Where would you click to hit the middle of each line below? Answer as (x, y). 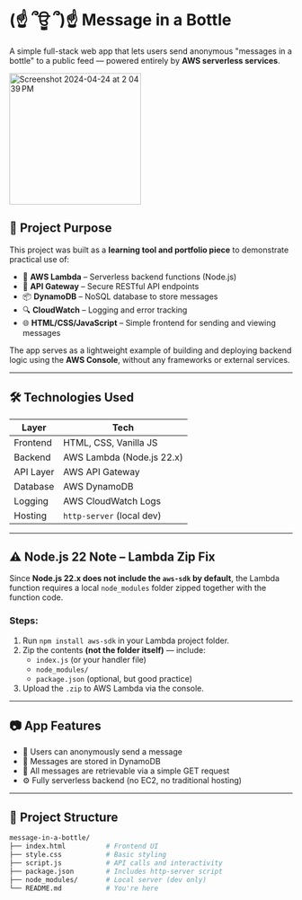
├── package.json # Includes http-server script (116, 871)
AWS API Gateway (101, 472)
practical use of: (40, 259)
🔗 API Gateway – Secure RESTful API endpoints (111, 286)
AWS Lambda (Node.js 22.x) (123, 457)
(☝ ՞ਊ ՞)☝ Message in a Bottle (120, 20)
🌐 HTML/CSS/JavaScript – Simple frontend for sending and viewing (149, 322)
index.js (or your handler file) (91, 659)
